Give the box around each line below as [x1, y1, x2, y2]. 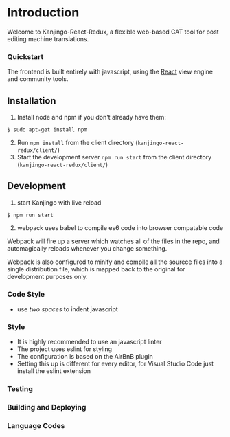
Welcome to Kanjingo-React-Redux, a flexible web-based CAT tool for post [7, 27, 219, 36]
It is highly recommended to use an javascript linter [16, 338, 163, 346]
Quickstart [7, 52, 44, 61]
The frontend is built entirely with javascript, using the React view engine [7, 67, 213, 76]
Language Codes [7, 421, 65, 431]
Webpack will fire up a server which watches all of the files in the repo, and [7, 237, 220, 245]
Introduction [7, 5, 80, 21]
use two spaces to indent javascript [16, 305, 118, 313]
